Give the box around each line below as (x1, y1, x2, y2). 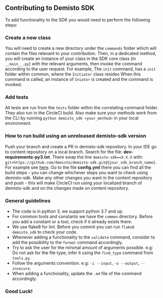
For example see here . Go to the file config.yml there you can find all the (5, 164, 151, 170)
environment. (5, 120, 32, 126)
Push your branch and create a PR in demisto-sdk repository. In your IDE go (5, 143, 157, 149)
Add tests (5, 94, 29, 100)
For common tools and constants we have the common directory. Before (12, 214, 153, 219)
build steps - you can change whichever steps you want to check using (5, 169, 148, 175)
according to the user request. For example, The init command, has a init (5, 66, 156, 72)
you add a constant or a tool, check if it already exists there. (12, 219, 132, 224)
